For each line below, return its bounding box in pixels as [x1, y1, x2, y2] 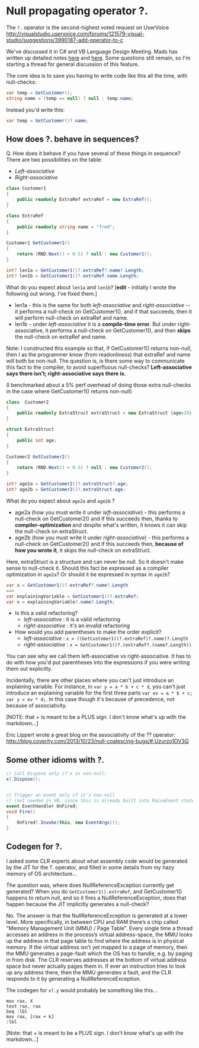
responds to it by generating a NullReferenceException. [6, 975, 141, 982]
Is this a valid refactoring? [14, 610, 78, 617]
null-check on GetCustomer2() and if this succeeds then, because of [14, 540, 184, 547]
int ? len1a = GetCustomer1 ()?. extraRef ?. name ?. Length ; [6, 267, 145, 273]
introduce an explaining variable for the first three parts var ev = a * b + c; [6, 689, 193, 696]
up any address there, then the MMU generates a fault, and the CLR [6, 968, 172, 976]
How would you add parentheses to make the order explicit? [14, 629, 162, 636]
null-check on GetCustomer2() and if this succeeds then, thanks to [14, 515, 178, 522]
